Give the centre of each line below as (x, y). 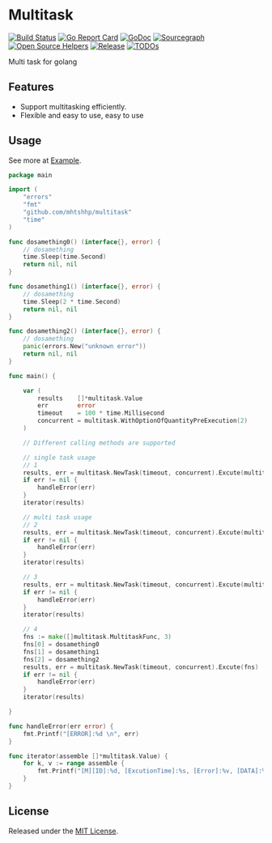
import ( (23, 189)
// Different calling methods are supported (99, 443)
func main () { (32, 376)
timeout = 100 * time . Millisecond (101, 413)
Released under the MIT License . (64, 831)
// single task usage (59, 458)
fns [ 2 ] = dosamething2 (61, 659)
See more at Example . (45, 160)
